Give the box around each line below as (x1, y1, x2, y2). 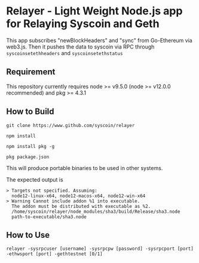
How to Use (6, 229, 50, 240)
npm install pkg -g (6, 143, 55, 149)
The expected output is (6, 176, 64, 183)
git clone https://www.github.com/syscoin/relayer (6, 122, 135, 128)
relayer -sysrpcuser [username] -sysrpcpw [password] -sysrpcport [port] (6, 246, 194, 252)
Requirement (6, 67, 56, 77)
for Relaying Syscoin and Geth (6, 17, 160, 31)
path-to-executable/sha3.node (11, 214, 87, 220)
